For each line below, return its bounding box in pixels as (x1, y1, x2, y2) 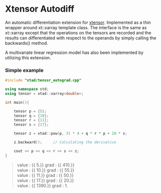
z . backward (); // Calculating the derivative (14, 140, 117, 145)
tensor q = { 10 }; (14, 113, 49, 118)
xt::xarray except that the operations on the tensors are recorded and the (5, 30, 152, 35)
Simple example (5, 67, 44, 73)
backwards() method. (5, 40, 49, 46)
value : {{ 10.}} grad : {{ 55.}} (17, 167, 74, 173)
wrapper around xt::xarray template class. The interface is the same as (5, 24, 147, 30)
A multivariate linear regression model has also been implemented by (5, 50, 143, 55)
